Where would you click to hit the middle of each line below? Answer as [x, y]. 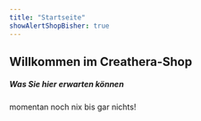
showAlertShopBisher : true [59, 26]
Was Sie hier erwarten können [67, 85]
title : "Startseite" [48, 17]
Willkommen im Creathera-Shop [101, 62]
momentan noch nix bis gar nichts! [73, 107]
